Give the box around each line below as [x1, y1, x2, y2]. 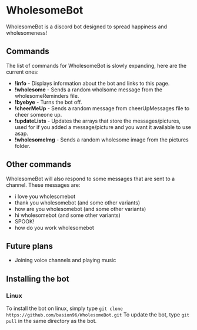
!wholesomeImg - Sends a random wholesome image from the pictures [14, 136, 189, 143]
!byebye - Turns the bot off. [14, 98, 82, 105]
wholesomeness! [6, 29, 48, 36]
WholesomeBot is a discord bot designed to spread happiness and [6, 23, 168, 30]
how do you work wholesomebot [14, 224, 94, 231]
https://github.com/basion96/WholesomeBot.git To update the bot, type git [6, 311, 190, 318]
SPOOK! [14, 217, 35, 225]
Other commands [6, 160, 72, 170]
